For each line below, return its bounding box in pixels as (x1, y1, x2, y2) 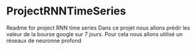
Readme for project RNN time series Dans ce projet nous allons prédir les (6, 24, 191, 31)
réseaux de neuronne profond (6, 37, 82, 44)
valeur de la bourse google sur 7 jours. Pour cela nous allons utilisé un (6, 30, 183, 37)
